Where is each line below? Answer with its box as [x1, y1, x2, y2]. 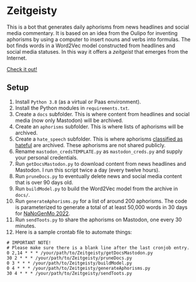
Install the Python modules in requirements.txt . [15, 104, 130, 112]
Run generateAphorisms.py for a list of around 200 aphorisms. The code [15, 197, 187, 204]
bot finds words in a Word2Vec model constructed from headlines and [6, 42, 176, 49]
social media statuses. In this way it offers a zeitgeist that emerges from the [6, 48, 188, 55]
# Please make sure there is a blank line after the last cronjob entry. [6, 245, 190, 250]
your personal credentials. [15, 154, 78, 161]
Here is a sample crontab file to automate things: [15, 228, 132, 235]
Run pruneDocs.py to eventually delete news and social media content [15, 172, 183, 179]
